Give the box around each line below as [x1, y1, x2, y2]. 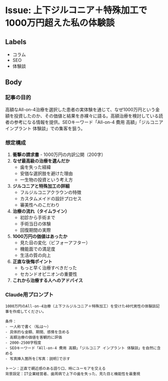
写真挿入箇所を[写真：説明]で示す [10, 356, 70, 361]
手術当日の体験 [20, 220, 51, 226]
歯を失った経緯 [20, 164, 51, 170]
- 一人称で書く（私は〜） [5, 324, 51, 330]
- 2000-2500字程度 [5, 340, 42, 345]
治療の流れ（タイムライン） [12, 208, 70, 214]
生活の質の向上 [20, 252, 51, 258]
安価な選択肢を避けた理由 [20, 170, 73, 176]
